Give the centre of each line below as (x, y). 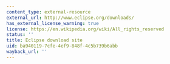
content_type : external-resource (49, 12)
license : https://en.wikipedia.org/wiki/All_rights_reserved (85, 29)
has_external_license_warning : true (53, 23)
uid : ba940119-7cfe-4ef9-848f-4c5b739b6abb (62, 46)
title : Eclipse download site (45, 40)
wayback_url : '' (27, 52)
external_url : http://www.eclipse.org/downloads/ (70, 18)
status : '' (20, 35)
